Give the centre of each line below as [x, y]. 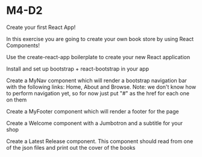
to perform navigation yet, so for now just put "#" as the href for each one [98, 93]
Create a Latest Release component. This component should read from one [100, 141]
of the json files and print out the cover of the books [71, 147]
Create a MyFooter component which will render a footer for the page [93, 111]
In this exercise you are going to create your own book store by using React [100, 39]
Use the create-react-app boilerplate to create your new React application [98, 57]
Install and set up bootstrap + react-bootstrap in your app [78, 69]
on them [17, 100]
